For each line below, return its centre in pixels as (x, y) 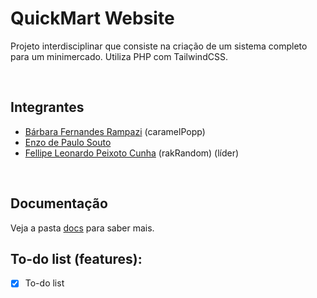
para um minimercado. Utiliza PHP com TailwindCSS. (119, 56)
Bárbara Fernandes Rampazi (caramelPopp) (115, 131)
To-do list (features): (76, 258)
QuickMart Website (92, 18)
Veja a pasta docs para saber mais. (82, 228)
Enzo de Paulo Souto (68, 142)
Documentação (59, 203)
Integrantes (47, 107)
